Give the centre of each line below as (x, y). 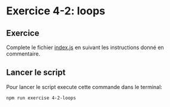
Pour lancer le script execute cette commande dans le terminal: (84, 87)
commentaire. (23, 54)
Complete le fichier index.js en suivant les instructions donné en (85, 47)
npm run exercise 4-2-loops (41, 98)
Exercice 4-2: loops (56, 11)
